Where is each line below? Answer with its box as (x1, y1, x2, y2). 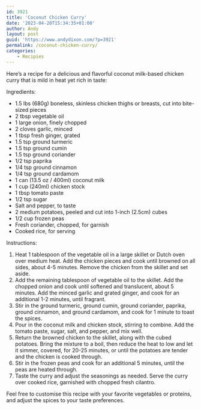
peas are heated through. (14, 366, 78, 373)
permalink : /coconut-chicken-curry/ (6, 43, 98, 49)
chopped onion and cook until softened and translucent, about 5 (14, 283, 174, 290)
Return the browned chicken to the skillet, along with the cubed (14, 334, 172, 341)
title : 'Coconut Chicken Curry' (6, 14, 87, 20)
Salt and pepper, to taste (14, 202, 76, 209)
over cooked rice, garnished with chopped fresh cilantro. (14, 378, 156, 385)
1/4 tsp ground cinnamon (14, 164, 77, 171)
